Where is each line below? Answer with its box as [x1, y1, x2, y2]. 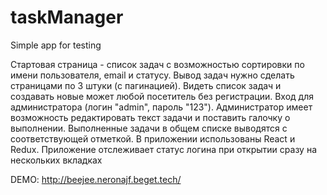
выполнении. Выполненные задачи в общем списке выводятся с [10, 122, 288, 134]
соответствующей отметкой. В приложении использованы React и [10, 132, 296, 145]
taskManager [10, 6, 124, 29]
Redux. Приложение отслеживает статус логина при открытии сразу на [10, 143, 317, 155]
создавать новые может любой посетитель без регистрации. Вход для [10, 90, 314, 102]
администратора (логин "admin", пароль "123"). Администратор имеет [10, 101, 313, 113]
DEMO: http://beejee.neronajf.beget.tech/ [10, 173, 182, 185]
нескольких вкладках [10, 154, 103, 166]
